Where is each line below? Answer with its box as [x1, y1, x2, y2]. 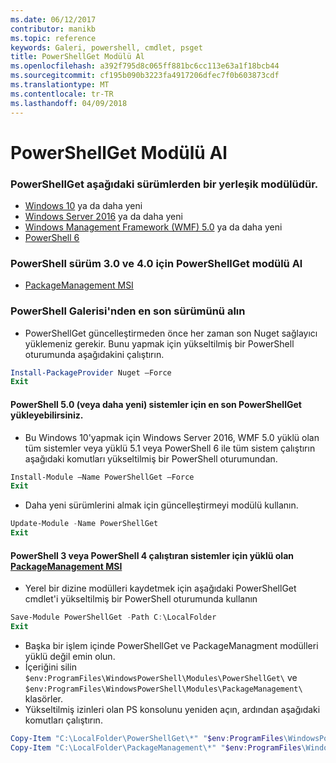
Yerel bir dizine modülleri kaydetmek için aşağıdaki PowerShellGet [24, 582, 297, 595]
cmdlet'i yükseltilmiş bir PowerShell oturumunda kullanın [24, 593, 258, 605]
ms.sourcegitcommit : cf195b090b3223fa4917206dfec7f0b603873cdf [10, 71, 280, 81]
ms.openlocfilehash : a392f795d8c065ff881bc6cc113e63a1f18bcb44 [10, 61, 280, 71]
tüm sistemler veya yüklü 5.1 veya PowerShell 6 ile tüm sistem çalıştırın [24, 442, 316, 454]
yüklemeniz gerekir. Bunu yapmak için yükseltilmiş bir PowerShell [24, 337, 295, 350]
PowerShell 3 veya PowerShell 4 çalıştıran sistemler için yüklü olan [10, 549, 294, 561]
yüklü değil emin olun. [24, 650, 116, 662]
